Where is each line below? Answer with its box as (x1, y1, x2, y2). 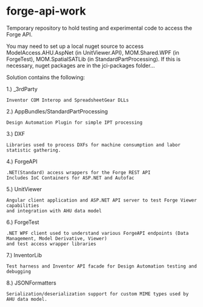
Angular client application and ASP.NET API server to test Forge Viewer (6, 197, 198, 203)
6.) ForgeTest (6, 218, 40, 226)
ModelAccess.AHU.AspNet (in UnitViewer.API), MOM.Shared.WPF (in (6, 49, 179, 56)
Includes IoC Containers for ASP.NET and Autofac (6, 175, 135, 181)
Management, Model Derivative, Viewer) (6, 235, 108, 241)
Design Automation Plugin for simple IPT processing (6, 120, 143, 126)
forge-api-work (6, 4, 86, 18)
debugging (6, 268, 32, 274)
